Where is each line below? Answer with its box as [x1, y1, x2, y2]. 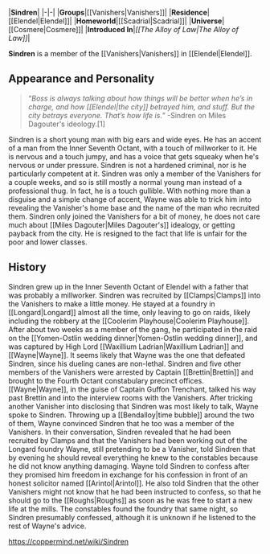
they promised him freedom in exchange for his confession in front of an [8, 470, 248, 479]
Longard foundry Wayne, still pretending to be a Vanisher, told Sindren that [8, 444, 256, 453]
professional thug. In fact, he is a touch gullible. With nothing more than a [8, 186, 251, 195]
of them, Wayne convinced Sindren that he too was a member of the [8, 418, 235, 428]
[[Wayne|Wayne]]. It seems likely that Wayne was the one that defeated [8, 350, 246, 359]
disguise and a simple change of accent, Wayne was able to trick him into [8, 194, 252, 204]
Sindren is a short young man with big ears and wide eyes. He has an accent [8, 134, 262, 144]
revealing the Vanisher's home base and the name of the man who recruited [8, 203, 260, 212]
